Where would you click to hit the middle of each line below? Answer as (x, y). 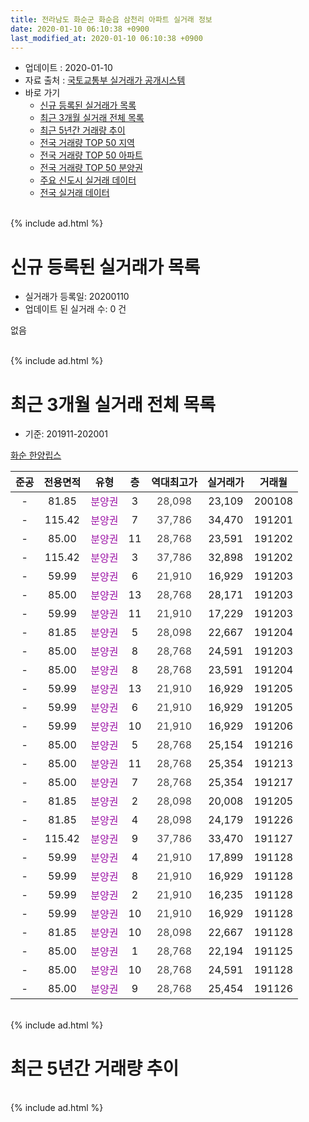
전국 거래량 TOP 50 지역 (87, 143)
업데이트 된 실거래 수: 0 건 (75, 309)
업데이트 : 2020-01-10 (68, 68)
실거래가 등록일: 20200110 (77, 297)
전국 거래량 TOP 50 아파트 (91, 155)
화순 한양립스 (36, 455)
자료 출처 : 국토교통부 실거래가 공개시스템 (105, 80)
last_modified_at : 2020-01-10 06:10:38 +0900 (106, 38)
